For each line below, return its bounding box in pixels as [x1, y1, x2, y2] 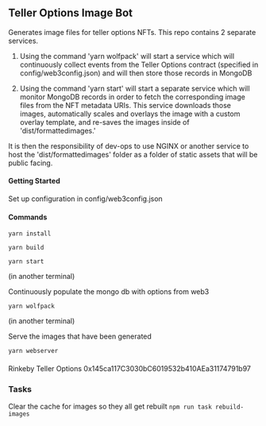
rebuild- [215, 403, 245, 412]
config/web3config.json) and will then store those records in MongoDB [19, 68, 253, 78]
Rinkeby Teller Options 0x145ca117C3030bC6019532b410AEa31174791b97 [8, 363, 252, 373]
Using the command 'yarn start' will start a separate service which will [19, 83, 250, 93]
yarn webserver [8, 347, 59, 355]
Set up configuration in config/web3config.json [8, 194, 163, 203]
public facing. [8, 158, 53, 168]
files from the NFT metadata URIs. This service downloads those [19, 100, 232, 110]
